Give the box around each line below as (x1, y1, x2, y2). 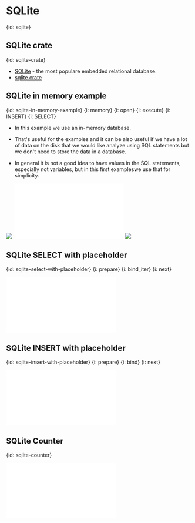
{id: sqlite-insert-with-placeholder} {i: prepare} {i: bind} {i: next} (6, 358, 160, 366)
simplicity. (14, 172, 39, 179)
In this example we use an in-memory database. (14, 124, 131, 131)
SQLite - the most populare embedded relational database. (14, 68, 157, 75)
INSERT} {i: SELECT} (6, 113, 56, 120)
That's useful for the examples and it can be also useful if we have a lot (14, 135, 187, 142)
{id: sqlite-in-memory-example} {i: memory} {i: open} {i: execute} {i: (6, 106, 170, 113)
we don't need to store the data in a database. (14, 148, 126, 155)
